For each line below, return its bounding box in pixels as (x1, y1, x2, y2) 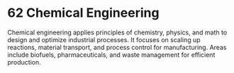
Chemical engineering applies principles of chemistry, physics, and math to (7, 28, 228, 36)
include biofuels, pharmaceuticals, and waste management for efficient (7, 51, 216, 59)
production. (7, 58, 41, 66)
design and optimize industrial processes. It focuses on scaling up (7, 35, 201, 44)
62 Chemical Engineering (7, 5, 160, 21)
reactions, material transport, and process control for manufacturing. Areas (7, 43, 227, 51)
